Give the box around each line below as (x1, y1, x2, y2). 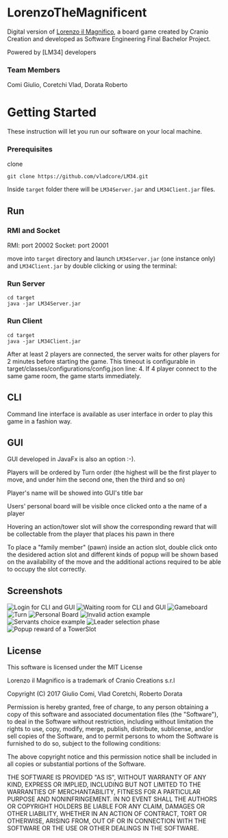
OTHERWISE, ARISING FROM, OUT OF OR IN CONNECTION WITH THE (7, 817, 207, 825)
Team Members (7, 65, 60, 75)
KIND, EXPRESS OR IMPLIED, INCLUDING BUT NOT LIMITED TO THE (7, 780, 201, 789)
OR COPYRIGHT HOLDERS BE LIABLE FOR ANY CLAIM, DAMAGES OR (7, 802, 205, 810)
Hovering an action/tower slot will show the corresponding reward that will (7, 523, 217, 531)
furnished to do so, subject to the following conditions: (7, 739, 161, 748)
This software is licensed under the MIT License (7, 663, 142, 671)
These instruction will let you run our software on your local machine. (7, 127, 203, 136)
